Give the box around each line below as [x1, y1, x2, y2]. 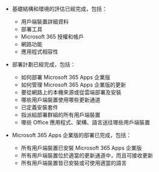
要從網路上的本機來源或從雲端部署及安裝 [20, 89, 122, 96]
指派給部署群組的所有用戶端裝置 [20, 111, 101, 118]
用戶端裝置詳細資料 [20, 18, 69, 25]
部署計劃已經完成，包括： [11, 61, 76, 68]
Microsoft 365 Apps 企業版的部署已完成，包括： [11, 132, 131, 138]
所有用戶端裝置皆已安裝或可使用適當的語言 [20, 159, 127, 167]
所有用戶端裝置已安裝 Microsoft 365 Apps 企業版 [20, 144, 142, 152]
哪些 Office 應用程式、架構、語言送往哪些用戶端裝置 [20, 119, 151, 126]
